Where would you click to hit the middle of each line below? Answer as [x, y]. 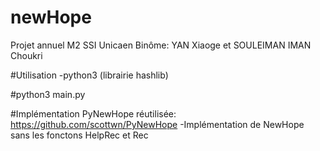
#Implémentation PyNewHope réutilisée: [93, 113]
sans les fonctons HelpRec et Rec [79, 135]
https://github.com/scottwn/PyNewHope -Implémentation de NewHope [157, 124]
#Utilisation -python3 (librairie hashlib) [89, 75]
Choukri [26, 55]
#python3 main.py [48, 94]
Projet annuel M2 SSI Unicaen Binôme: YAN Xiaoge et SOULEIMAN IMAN [161, 45]
